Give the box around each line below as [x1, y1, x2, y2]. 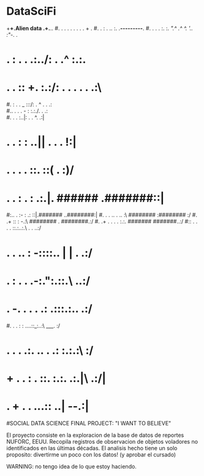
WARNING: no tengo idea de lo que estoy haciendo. [6, 463, 137, 470]
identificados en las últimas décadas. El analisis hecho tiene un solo [6, 445, 178, 452]
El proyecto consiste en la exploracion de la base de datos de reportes [6, 431, 184, 439]
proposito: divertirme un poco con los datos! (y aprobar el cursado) [6, 451, 176, 458]
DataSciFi [6, 4, 56, 18]
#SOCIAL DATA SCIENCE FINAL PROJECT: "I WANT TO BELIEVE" [6, 420, 172, 426]
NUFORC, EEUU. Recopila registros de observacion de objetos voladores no [6, 438, 198, 445]
